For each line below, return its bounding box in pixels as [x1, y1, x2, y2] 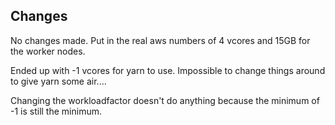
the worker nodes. [10, 45, 86, 57]
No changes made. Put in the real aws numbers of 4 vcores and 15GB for [10, 34, 311, 46]
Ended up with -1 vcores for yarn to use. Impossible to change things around [10, 64, 326, 76]
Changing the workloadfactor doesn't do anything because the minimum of [10, 94, 320, 106]
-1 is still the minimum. [10, 105, 102, 117]
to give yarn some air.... [10, 75, 107, 87]
